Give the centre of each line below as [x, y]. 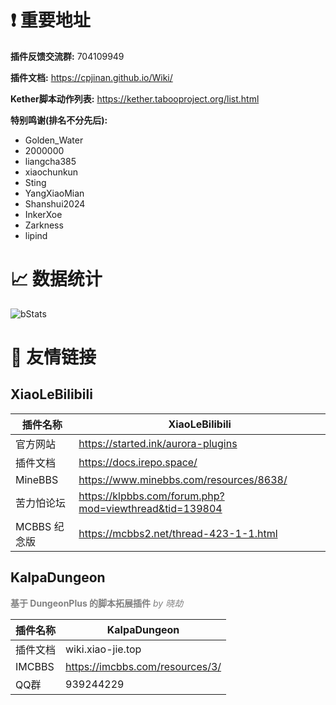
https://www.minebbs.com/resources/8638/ [183, 479]
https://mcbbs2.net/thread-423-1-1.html [178, 533]
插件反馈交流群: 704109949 [67, 56]
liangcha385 [50, 161]
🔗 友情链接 [53, 357]
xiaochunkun [51, 172]
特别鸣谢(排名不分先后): [59, 120]
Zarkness [44, 225]
